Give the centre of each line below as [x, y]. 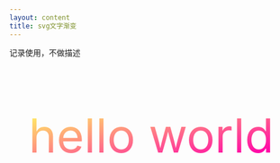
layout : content [40, 17]
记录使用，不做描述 [45, 52]
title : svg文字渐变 [43, 26]
